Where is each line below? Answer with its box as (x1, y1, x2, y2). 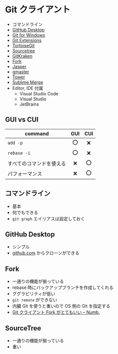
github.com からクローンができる (12, 250, 80, 256)
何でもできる (12, 209, 38, 215)
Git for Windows (12, 32, 45, 38)
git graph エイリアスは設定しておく (12, 215, 85, 222)
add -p (7, 140, 23, 146)
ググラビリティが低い (12, 291, 56, 297)
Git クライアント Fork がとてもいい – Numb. (12, 309, 100, 315)
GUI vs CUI (5, 116, 39, 124)
